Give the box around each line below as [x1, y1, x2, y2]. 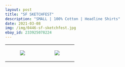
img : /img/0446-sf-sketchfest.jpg [5, 26, 77, 31]
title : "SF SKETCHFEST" [5, 12, 54, 17]
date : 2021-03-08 [5, 21, 41, 26]
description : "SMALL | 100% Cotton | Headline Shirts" [5, 16, 121, 21]
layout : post [5, 7, 32, 12]
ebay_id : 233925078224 [5, 30, 52, 35]
